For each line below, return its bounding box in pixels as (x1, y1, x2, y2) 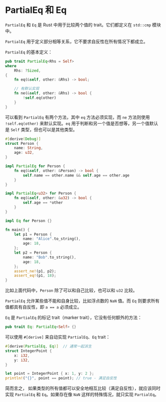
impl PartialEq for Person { (5, 164, 65, 169)
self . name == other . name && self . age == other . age (23, 173, 130, 178)
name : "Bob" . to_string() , (23, 255, 77, 260)
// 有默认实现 (14, 86, 40, 91)
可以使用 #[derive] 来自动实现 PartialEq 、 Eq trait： (5, 334, 111, 340)
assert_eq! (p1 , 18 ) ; (14, 273, 56, 278)
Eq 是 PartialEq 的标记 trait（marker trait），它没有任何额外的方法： (5, 314, 142, 320)
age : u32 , (14, 150, 35, 155)
